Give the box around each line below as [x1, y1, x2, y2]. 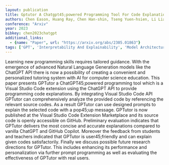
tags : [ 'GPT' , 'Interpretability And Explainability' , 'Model [5, 45, 138, 50]
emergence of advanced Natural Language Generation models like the [5, 64, 151, 70]
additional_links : [5, 36, 44, 41]
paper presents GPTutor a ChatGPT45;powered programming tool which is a [5, 80, 163, 86]
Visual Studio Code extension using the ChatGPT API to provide [5, 85, 137, 91]
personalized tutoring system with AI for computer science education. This [5, 74, 160, 80]
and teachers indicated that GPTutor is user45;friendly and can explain [5, 133, 152, 139]
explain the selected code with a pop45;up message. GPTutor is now [5, 107, 148, 113]
